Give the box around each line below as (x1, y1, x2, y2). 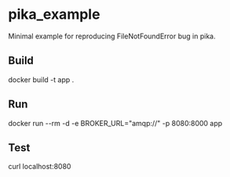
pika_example (8, 5, 100, 23)
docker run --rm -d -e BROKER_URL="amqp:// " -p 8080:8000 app (8, 118, 223, 128)
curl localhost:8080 (8, 162, 71, 172)
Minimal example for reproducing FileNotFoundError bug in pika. (8, 31, 216, 41)
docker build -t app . (8, 74, 75, 84)
